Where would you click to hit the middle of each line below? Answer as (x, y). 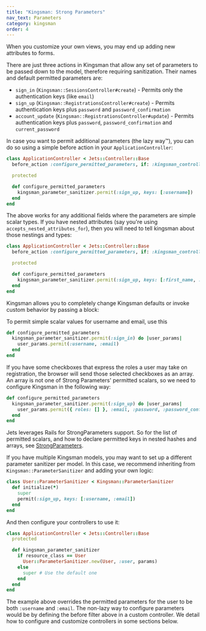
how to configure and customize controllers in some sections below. (93, 621)
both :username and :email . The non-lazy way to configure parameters (95, 608)
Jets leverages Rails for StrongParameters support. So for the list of (92, 433)
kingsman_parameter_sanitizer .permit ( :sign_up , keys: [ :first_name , (107, 280)
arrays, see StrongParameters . (45, 446)
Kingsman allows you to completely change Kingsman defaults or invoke (98, 303)
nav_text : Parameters (34, 18)
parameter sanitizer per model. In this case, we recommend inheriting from (101, 464)
